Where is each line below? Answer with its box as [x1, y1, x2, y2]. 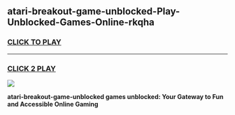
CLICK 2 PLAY [7, 63, 56, 73]
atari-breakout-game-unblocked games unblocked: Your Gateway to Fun [7, 92, 224, 100]
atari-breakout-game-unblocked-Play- [7, 6, 180, 17]
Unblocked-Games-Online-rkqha [7, 17, 155, 29]
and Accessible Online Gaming [7, 100, 99, 108]
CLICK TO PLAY [7, 38, 62, 47]
